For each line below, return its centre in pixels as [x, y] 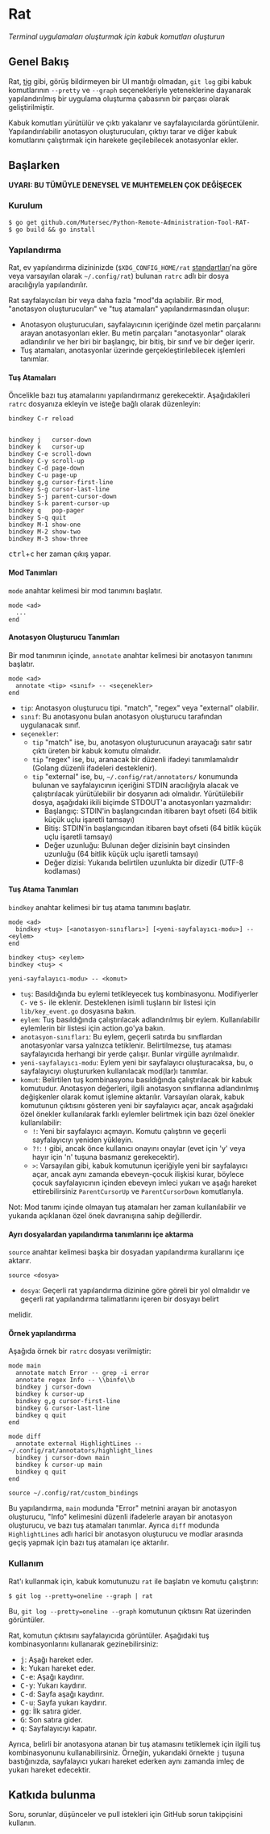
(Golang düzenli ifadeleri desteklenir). [94, 768]
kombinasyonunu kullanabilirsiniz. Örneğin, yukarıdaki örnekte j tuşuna [127, 1752]
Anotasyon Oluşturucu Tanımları [64, 637]
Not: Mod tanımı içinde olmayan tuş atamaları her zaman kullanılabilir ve [127, 1207]
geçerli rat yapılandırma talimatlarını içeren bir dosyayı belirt [119, 1299]
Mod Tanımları [33, 572]
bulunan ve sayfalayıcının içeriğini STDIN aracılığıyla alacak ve [135, 785]
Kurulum [25, 205]
